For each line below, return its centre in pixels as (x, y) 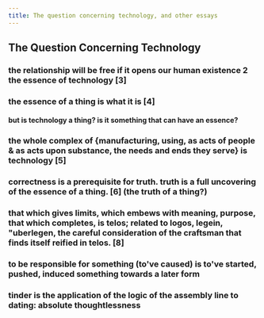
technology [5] (37, 161)
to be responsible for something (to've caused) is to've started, (132, 264)
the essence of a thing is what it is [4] (82, 102)
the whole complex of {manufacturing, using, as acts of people (132, 141)
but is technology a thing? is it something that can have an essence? (123, 121)
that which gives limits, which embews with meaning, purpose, (132, 213)
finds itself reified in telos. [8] (66, 243)
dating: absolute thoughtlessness (75, 305)
